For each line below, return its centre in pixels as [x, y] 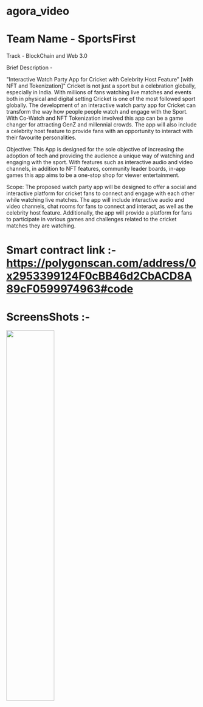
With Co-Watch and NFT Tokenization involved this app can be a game [95, 118]
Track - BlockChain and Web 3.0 [47, 56]
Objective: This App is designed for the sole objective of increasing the [95, 150]
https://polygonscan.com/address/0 [101, 263]
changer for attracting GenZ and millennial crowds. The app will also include [101, 125]
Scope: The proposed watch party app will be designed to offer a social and [101, 187]
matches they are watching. [41, 226]
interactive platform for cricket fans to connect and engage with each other [100, 193]
